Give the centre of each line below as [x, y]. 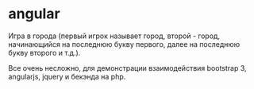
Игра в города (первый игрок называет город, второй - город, [114, 36]
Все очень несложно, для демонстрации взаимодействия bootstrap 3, [128, 68]
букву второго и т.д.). [44, 52]
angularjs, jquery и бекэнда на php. [67, 76]
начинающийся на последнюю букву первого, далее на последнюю [124, 44]
